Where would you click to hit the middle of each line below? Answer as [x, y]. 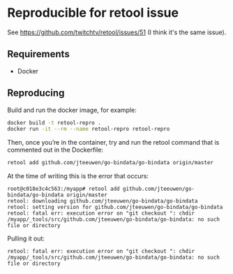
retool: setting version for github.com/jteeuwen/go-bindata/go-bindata [115, 208]
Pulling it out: [26, 238]
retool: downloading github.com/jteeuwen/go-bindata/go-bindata [103, 201]
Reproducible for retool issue [93, 13]
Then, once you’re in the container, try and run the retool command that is [113, 143]
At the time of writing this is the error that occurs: [78, 176]
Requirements [38, 54]
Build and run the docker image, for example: [72, 110]
